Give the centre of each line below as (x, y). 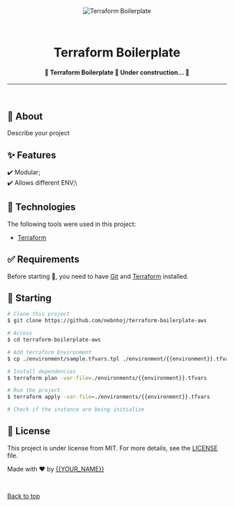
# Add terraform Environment (49, 352)
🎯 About (25, 116)
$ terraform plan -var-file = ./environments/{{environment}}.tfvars (107, 378)
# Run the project (34, 391)
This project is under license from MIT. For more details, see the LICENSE (112, 448)
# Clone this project (39, 314)
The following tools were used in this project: (72, 224)
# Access (20, 333)
